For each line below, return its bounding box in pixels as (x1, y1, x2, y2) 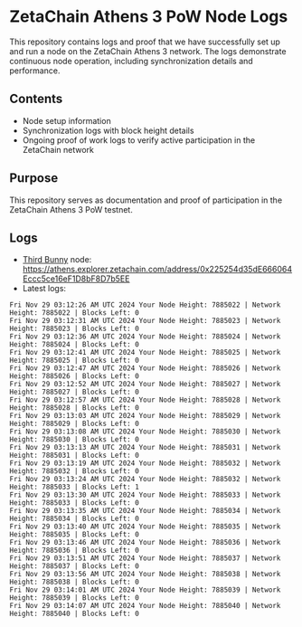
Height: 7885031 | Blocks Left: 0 (9, 451, 140, 461)
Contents (9, 91, 63, 107)
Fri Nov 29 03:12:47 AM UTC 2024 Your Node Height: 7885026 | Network (9, 364, 281, 373)
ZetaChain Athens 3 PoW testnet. (9, 204, 133, 214)
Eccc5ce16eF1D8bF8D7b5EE (22, 273, 130, 284)
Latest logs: (22, 283, 66, 294)
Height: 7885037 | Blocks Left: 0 (9, 562, 140, 571)
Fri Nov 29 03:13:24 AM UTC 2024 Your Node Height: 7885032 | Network (9, 475, 281, 484)
